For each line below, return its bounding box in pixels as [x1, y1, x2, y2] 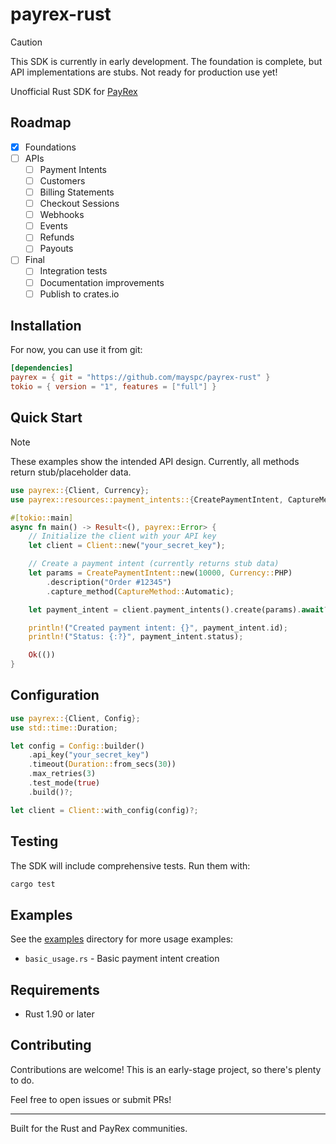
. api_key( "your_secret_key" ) [28, 750, 150, 760]
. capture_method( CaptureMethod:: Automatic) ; [46, 586, 235, 597]
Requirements [10, 981, 100, 998]
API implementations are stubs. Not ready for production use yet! [10, 66, 278, 78]
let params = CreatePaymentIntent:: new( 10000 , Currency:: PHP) [28, 568, 293, 578]
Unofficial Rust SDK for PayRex [10, 85, 138, 97]
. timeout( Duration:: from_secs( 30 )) [28, 759, 177, 770]
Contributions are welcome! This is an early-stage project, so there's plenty [10, 1063, 322, 1075]
